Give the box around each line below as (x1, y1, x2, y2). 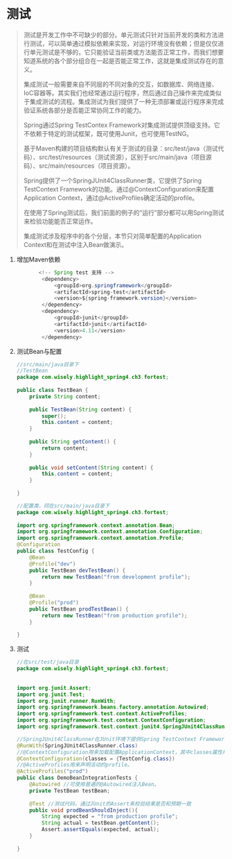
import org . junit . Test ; (16, 691, 86, 698)
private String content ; (29, 393, 101, 400)
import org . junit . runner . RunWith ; (16, 697, 116, 704)
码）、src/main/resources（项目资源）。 (23, 161, 134, 170)
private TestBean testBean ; (29, 787, 110, 794)
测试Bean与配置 (16, 347, 62, 355)
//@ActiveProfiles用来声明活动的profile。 (16, 761, 133, 769)
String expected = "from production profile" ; (42, 813, 179, 820)
